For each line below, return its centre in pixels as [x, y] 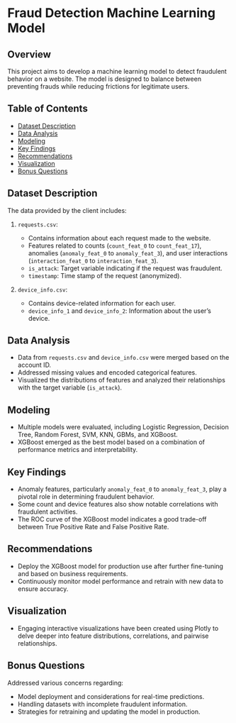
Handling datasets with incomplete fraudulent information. [102, 704]
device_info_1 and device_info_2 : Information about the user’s [119, 311]
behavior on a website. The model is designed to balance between [105, 79]
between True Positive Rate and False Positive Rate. [93, 527]
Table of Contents [48, 109]
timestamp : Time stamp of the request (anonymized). [105, 275]
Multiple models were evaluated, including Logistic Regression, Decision [123, 427]
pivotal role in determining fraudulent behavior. [86, 497]
